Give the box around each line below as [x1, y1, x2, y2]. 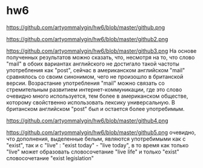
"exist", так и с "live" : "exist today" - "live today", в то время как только [6, 141, 189, 149]
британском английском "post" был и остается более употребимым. [6, 105, 185, 112]
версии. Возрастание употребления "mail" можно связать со [6, 79, 165, 87]
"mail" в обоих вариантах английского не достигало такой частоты [6, 60, 180, 67]
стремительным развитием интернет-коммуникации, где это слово [6, 86, 182, 93]
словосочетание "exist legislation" [6, 154, 94, 161]
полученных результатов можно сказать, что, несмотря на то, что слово [6, 53, 195, 61]
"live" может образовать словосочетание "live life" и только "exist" [6, 148, 180, 155]
